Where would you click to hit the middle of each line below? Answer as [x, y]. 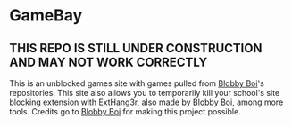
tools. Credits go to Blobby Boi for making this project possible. [125, 111]
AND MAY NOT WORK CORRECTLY [108, 62]
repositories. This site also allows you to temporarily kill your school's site [145, 93]
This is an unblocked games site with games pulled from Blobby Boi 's [137, 83]
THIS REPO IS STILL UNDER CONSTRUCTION [136, 48]
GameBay [46, 16]
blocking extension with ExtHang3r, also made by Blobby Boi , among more [146, 102]
